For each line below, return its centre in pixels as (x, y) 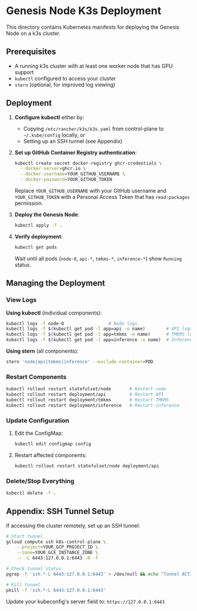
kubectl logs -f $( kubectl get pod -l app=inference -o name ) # (87, 340)
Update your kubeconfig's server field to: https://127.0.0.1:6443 (86, 601)
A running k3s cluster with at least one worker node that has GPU (94, 66)
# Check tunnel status (34, 569)
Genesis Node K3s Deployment (84, 11)
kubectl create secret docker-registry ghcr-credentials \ (88, 163)
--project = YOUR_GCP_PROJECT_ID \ (57, 547)
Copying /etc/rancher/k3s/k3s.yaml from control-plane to (94, 129)
